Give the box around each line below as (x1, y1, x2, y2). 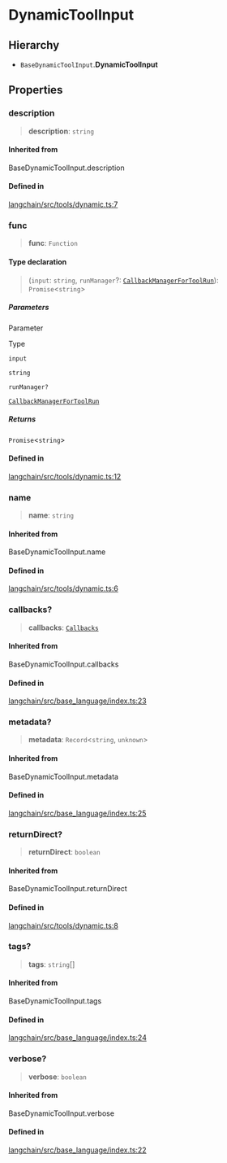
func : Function (28, 238, 79, 248)
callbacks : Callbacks (28, 623, 99, 632)
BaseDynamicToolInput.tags (8, 996, 102, 1006)
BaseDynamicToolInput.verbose (8, 1108, 115, 1118)
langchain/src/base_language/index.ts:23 (8, 696, 148, 706)
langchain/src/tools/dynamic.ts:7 (8, 199, 118, 209)
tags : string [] (28, 959, 75, 969)
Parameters (8, 303, 49, 313)
